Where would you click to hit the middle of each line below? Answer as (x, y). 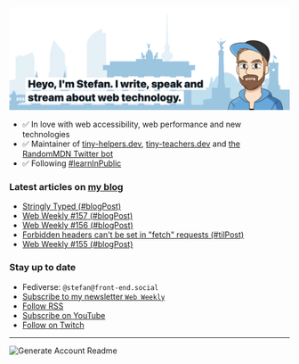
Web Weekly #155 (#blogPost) (77, 244)
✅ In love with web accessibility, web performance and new (132, 124)
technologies (46, 135)
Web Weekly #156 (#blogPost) (77, 226)
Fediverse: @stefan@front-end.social (90, 286)
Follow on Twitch (53, 325)
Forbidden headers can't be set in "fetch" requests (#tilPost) (133, 235)
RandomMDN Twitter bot (68, 154)
